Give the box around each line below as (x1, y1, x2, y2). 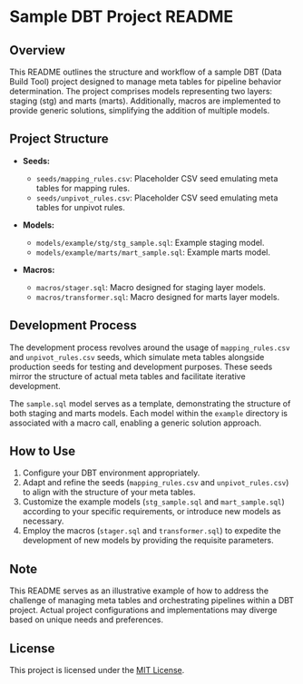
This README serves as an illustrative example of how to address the (9, 585, 269, 596)
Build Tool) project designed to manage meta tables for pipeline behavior (9, 76, 282, 87)
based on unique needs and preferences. (9, 614, 164, 625)
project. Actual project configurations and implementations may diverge (9, 605, 278, 616)
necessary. (22, 515, 64, 527)
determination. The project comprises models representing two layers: (9, 86, 273, 96)
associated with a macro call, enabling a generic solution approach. (9, 417, 262, 428)
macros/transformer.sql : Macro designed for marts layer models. (35, 291, 279, 302)
